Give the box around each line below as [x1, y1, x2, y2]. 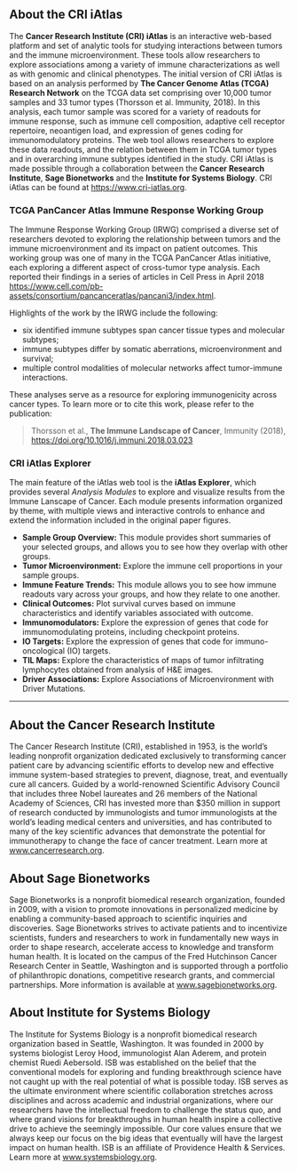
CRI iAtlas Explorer [9, 457, 91, 469]
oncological [21, 646, 66, 656]
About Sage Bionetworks [9, 870, 151, 886]
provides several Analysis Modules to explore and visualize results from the [9, 486, 286, 497]
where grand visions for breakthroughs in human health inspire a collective [9, 1113, 283, 1124]
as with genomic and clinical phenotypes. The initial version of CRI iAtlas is [9, 68, 282, 79]
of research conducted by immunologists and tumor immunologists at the [9, 807, 278, 818]
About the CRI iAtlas [9, 7, 123, 22]
